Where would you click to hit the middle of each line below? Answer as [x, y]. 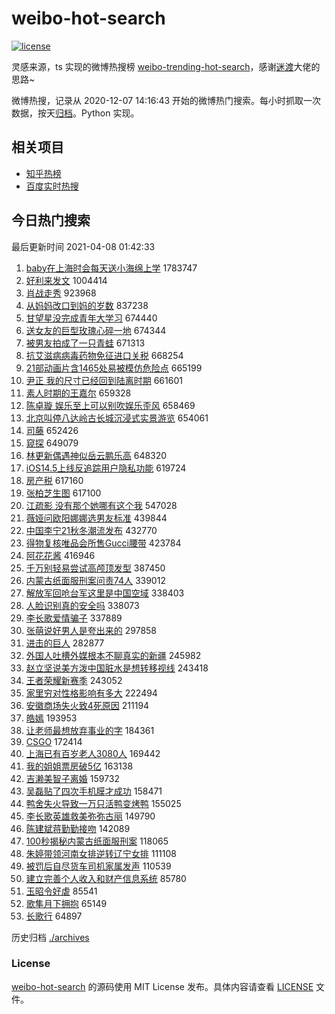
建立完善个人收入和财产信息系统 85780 [106, 878]
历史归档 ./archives [50, 937]
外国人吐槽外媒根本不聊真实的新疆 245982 [113, 655]
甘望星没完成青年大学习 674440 [91, 318]
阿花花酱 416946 [60, 555]
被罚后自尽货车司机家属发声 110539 [98, 866]
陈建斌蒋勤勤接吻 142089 [78, 828]
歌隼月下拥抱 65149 [66, 903]
